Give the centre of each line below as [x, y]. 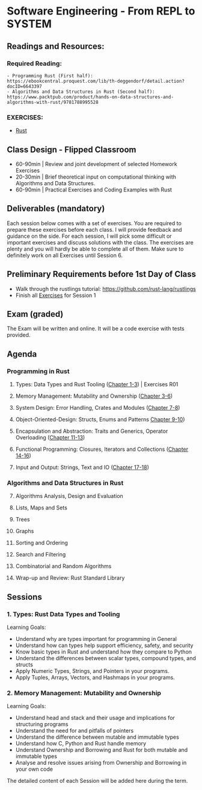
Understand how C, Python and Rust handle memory [81, 744]
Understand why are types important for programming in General [96, 639]
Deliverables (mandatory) [56, 209]
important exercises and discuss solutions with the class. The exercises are [100, 242]
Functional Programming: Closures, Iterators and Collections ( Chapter [102, 449]
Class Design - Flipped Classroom [72, 149]
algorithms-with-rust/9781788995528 [53, 102]
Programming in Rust [38, 371]
